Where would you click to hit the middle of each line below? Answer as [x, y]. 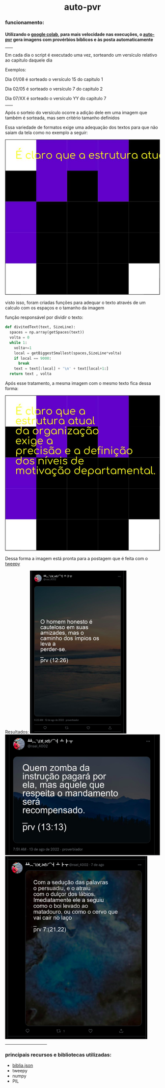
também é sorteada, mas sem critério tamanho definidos [62, 118]
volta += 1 [23, 348]
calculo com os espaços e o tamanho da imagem [55, 308]
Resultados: [17, 732]
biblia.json [23, 1065]
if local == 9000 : [33, 358]
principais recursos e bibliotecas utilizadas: [58, 1054]
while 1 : [18, 342]
